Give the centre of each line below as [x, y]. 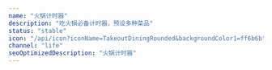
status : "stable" [38, 31]
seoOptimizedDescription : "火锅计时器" [72, 53]
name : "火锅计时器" [38, 16]
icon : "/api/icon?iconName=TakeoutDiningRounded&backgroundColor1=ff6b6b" [137, 38]
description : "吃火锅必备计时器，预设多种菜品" [81, 23]
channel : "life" [36, 46]
